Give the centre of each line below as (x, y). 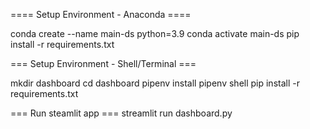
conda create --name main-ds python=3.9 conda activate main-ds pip (155, 33)
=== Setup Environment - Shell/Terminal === (103, 63)
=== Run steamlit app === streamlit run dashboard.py (121, 113)
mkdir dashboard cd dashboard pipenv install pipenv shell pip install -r (155, 83)
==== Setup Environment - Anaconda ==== (101, 14)
